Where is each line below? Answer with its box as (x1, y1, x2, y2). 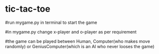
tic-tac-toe (5, 3, 50, 15)
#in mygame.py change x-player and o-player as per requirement (5, 29, 137, 35)
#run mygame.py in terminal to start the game (5, 19, 97, 25)
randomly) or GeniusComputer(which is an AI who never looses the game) (5, 43, 155, 49)
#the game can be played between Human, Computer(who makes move (5, 38, 150, 44)
